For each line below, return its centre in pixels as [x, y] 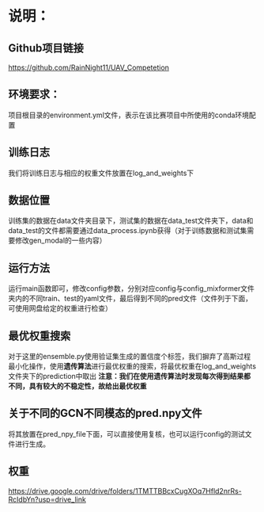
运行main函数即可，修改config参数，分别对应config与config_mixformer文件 [132, 288]
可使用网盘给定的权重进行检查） [60, 308]
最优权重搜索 [40, 336]
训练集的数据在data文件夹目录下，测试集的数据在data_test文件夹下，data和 [131, 221]
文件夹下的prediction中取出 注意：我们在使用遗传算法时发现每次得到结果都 [130, 376]
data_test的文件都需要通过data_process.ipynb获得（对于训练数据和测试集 [128, 231]
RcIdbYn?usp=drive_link [47, 499]
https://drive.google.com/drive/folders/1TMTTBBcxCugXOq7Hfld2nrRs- [125, 491]
